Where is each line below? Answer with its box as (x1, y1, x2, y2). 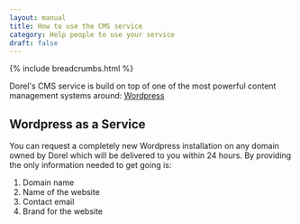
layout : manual (9, 13, 67, 23)
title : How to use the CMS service (9, 22, 143, 31)
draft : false (9, 38, 59, 48)
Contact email (22, 196, 75, 208)
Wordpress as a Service (9, 117, 146, 132)
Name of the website (22, 187, 101, 198)
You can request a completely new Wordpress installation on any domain (9, 141, 279, 152)
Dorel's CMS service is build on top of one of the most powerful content (9, 80, 277, 91)
